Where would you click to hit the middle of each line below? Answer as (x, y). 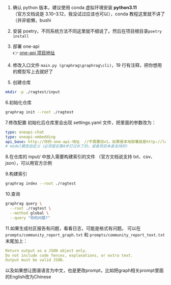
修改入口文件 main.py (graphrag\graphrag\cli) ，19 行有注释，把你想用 (87, 65)
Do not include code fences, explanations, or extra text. (69, 255)
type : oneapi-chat (25, 132)
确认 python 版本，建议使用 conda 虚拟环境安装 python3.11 (75, 7)
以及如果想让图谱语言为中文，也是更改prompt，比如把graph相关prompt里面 (84, 270)
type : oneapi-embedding (31, 137)
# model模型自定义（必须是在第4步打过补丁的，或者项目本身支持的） (67, 146)
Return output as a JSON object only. (46, 251)
